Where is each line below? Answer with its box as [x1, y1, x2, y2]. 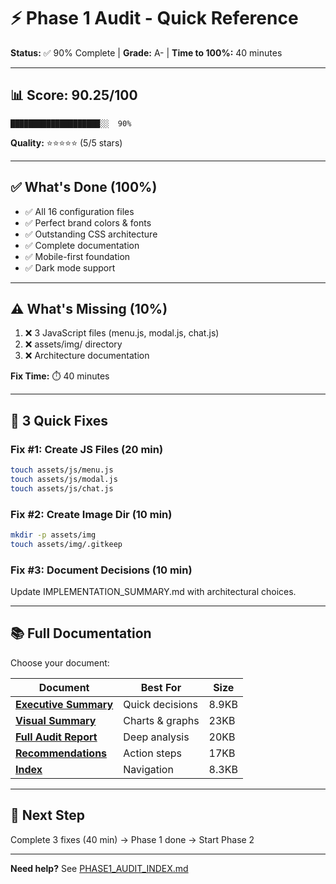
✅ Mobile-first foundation [24, 250, 131, 262]
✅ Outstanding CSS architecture [24, 228, 158, 240]
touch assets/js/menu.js [10, 465, 114, 475]
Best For [140, 680, 182, 694]
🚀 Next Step [10, 807, 85, 824]
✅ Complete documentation [24, 239, 140, 251]
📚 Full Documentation [10, 625, 152, 642]
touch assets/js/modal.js [10, 474, 118, 484]
